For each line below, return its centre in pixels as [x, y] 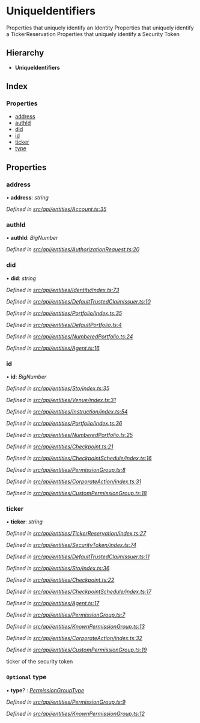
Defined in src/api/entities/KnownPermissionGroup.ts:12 [76, 713]
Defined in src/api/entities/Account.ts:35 [56, 209]
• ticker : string [25, 522]
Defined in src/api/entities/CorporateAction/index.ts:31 [74, 481]
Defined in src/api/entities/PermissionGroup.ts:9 [66, 702]
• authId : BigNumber [32, 238]
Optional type [26, 677]
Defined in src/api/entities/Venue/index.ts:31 [61, 400]
